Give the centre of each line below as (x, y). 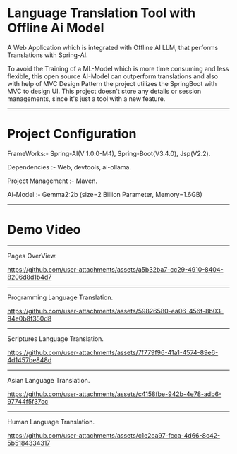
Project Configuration (72, 134)
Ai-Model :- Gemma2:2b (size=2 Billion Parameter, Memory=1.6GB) (105, 194)
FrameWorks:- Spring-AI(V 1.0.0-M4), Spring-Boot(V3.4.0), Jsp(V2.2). (109, 153)
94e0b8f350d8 (30, 318)
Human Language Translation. (51, 422)
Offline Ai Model (56, 28)
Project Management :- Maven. (52, 181)
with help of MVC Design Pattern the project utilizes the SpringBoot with (112, 83)
